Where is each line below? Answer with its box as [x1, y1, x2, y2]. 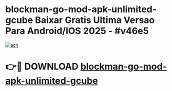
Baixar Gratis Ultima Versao [35, 14, 155, 26]
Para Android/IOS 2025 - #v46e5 [5, 25, 149, 37]
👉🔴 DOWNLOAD [5, 61, 79, 72]
